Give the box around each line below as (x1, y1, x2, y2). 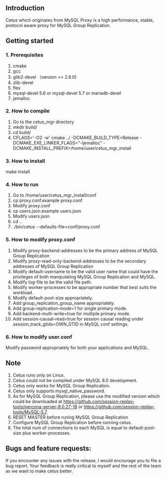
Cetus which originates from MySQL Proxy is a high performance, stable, (5, 17, 155, 23)
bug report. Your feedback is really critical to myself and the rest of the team (5, 463, 162, 469)
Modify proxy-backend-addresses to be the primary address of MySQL (12, 247, 158, 253)
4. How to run (5, 181, 39, 188)
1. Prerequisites (5, 51, 43, 58)
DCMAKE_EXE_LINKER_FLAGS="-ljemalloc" (12, 140, 102, 145)
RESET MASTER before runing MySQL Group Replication (12, 414, 128, 420)
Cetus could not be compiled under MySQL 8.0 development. (12, 377, 138, 383)
